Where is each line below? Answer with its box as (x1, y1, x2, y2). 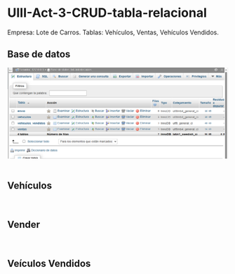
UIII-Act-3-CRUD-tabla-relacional (7, 5, 207, 21)
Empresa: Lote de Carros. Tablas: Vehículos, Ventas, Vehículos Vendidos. (7, 28, 219, 36)
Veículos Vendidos (7, 257, 91, 269)
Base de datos (7, 48, 71, 60)
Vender (7, 219, 41, 231)
